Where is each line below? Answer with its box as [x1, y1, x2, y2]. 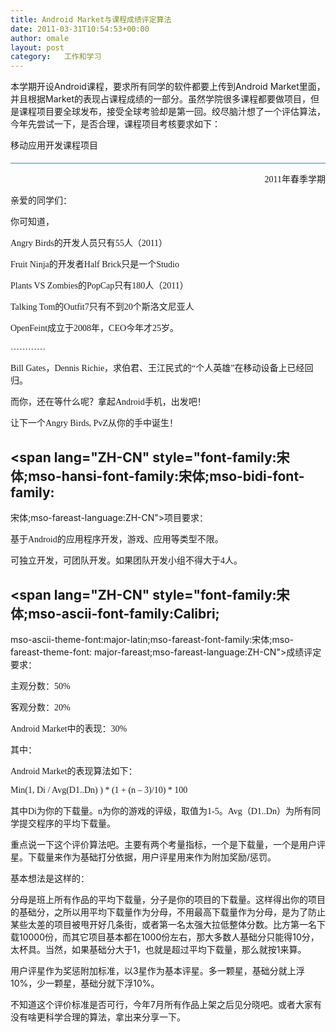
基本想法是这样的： [10, 872, 90, 885]
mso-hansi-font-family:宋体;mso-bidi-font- [28, 467, 305, 485]
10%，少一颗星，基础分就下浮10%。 [10, 977, 160, 990]
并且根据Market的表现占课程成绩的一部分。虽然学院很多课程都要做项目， [10, 93, 312, 105]
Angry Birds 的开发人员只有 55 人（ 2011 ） [10, 238, 168, 249]
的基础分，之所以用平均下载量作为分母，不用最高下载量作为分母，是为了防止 [10, 906, 326, 918]
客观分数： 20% [10, 702, 71, 713]
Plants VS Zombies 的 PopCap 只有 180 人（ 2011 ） [10, 281, 189, 291]
